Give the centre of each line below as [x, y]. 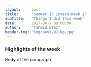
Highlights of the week [33, 49]
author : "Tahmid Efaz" [33, 28]
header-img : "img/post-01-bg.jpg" [41, 32]
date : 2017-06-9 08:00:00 [38, 23]
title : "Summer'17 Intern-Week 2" [46, 14]
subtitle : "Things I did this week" [45, 18]
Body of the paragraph [28, 60]
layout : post [23, 9]
